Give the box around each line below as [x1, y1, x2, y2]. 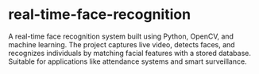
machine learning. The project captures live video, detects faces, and [8, 39, 236, 49]
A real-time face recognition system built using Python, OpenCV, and [8, 31, 234, 41]
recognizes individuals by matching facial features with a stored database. [8, 48, 252, 57]
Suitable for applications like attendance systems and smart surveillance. [8, 57, 248, 66]
